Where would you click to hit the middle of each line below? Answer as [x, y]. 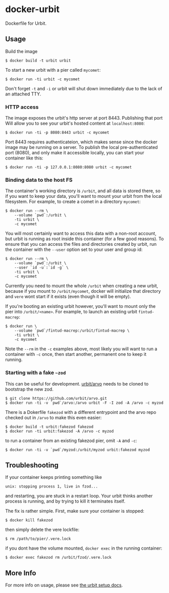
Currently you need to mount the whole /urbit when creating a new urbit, [82, 286]
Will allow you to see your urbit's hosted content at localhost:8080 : [75, 123]
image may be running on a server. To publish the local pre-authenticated [81, 147]
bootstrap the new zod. [30, 389]
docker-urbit [32, 9]
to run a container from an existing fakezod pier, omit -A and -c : [71, 441]
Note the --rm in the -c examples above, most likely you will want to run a [81, 349]
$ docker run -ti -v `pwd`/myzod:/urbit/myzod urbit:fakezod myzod [78, 450]
